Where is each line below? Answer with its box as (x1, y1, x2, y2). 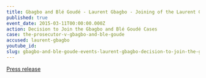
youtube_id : (6, 43, 37, 49)
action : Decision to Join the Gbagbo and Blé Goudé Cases (6, 26, 158, 32)
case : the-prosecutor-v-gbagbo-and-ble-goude (6, 32, 124, 38)
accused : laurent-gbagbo (6, 37, 70, 43)
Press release (6, 65, 41, 73)
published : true (6, 15, 48, 21)
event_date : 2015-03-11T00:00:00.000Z (6, 20, 105, 26)
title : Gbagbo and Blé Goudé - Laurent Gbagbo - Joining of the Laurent (6, 9, 196, 15)
